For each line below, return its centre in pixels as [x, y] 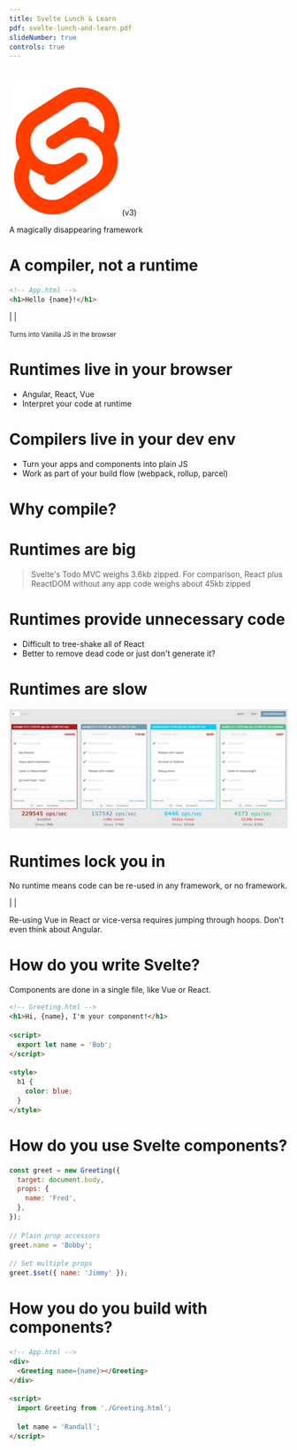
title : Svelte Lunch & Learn [63, 19]
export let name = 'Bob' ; [65, 1045]
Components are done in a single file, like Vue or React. [110, 990]
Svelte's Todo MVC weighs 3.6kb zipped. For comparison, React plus [156, 574]
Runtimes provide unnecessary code [147, 620]
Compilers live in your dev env [122, 440]
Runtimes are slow [78, 689]
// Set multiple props [51, 1264]
